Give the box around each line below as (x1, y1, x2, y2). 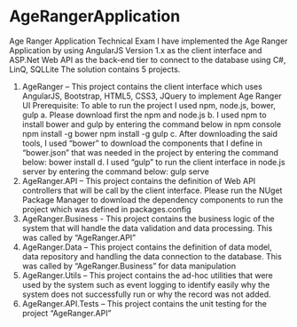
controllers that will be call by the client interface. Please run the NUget (21, 185, 283, 195)
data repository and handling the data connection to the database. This (21, 251, 282, 261)
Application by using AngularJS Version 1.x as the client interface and (9, 44, 262, 55)
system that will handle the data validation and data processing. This (21, 222, 273, 233)
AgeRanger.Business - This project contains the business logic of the (21, 213, 275, 224)
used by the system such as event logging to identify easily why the (21, 279, 270, 290)
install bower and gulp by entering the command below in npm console (21, 118, 282, 130)
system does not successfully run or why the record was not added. (21, 289, 272, 299)
